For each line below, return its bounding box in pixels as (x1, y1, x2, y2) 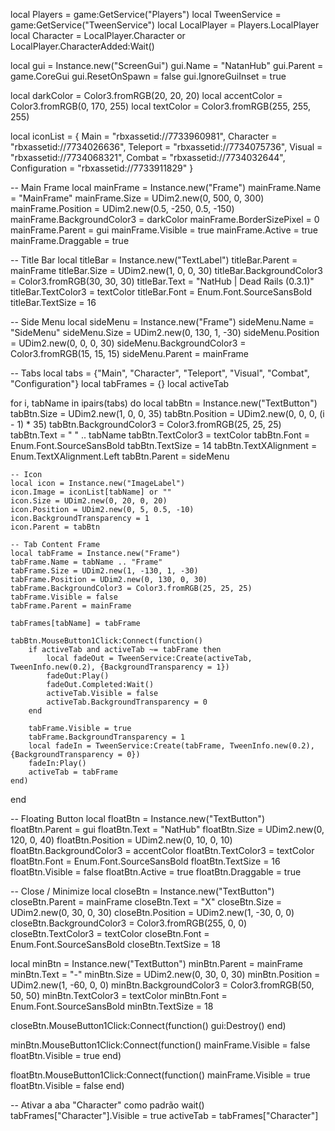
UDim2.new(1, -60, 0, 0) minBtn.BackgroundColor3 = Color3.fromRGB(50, (10, 979, 315, 991)
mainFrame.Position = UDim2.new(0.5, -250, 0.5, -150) (10, 203, 235, 214)
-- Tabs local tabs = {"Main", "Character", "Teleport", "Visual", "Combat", (10, 367, 310, 379)
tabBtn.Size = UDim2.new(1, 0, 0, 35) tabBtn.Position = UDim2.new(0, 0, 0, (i (10, 408, 325, 419)
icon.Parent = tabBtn (10, 522, 101, 532)
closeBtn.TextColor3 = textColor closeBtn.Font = (10, 928, 210, 939)
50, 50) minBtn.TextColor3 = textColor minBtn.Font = (10, 990, 228, 1001)
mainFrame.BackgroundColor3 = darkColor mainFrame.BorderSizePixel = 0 (10, 214, 320, 225)
